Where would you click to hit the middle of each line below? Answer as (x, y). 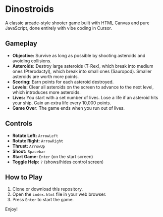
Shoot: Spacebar (29, 151)
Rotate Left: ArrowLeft (35, 135)
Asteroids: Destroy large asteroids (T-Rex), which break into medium (83, 66)
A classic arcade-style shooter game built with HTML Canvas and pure (77, 23)
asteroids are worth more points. (46, 76)
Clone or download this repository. (48, 189)
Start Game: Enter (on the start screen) (53, 156)
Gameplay (21, 44)
